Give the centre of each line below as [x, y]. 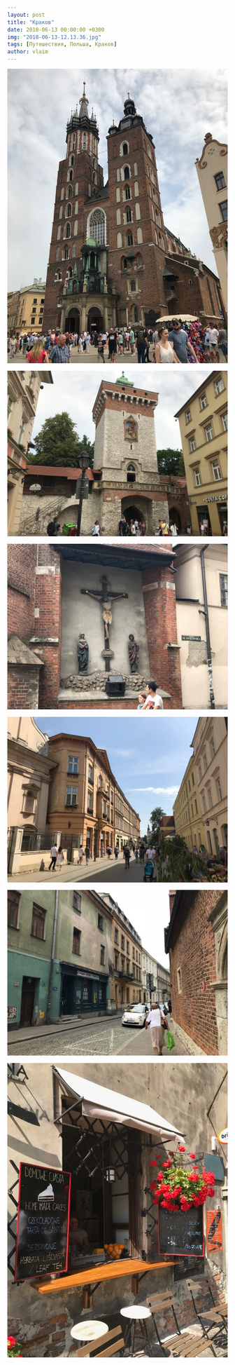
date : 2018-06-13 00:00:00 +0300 [56, 29]
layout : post [26, 15]
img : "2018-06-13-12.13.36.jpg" [54, 37]
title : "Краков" [31, 22]
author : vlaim [28, 52]
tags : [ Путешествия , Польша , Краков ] [62, 45]
